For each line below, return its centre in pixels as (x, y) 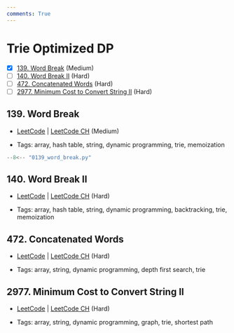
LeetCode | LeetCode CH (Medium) (68, 131)
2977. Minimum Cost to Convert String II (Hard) (84, 91)
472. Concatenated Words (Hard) (65, 83)
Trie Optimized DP (60, 48)
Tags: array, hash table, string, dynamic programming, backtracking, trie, (122, 210)
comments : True (29, 14)
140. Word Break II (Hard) (53, 76)
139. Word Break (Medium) (55, 68)
